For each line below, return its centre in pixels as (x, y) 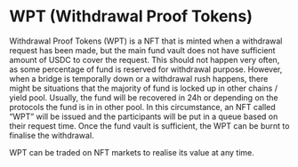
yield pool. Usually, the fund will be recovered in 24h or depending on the (144, 97)
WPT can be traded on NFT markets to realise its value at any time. (132, 152)
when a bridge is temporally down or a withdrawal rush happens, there (139, 78)
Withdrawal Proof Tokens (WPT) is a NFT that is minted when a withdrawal (146, 41)
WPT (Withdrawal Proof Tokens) (131, 16)
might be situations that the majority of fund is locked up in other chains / (144, 88)
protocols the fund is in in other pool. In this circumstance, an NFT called (142, 107)
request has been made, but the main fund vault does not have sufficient (142, 50)
